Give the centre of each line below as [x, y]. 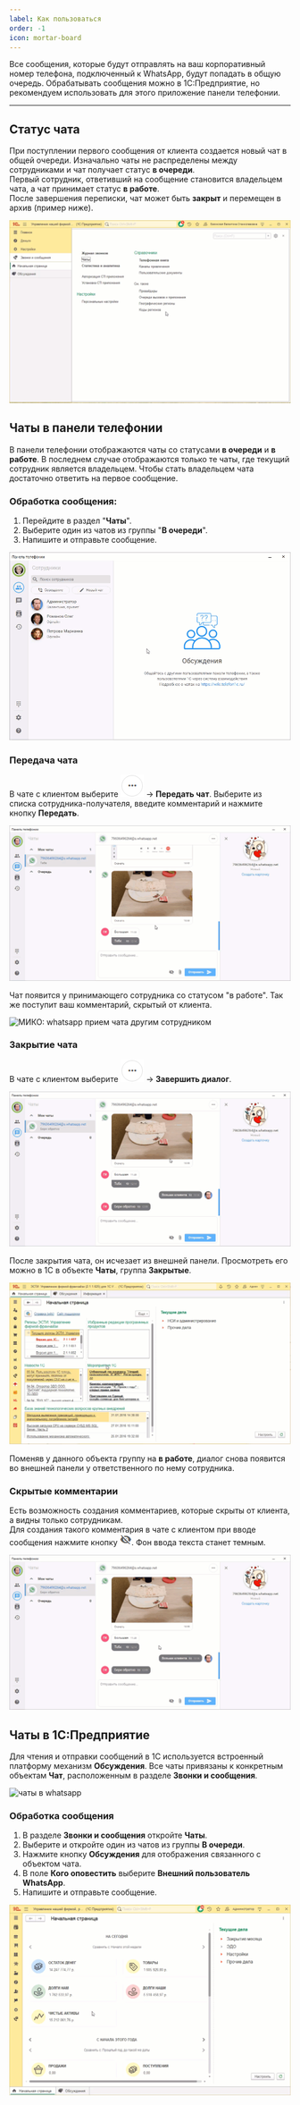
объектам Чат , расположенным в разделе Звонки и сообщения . [133, 1775]
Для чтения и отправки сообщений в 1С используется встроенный [137, 1756]
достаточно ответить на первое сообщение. [94, 478]
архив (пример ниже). [51, 208]
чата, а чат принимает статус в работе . [84, 189]
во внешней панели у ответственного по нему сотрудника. [122, 1467]
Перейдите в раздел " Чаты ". [77, 521]
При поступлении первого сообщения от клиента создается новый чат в [148, 151]
